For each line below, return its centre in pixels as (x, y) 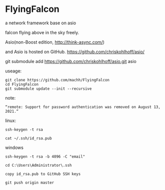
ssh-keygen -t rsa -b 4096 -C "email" (45, 157)
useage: (13, 71)
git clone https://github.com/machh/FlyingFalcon (57, 80)
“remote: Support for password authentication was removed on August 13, (83, 107)
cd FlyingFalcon (22, 84)
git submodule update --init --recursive (49, 89)
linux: (11, 121)
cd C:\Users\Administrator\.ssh (38, 165)
